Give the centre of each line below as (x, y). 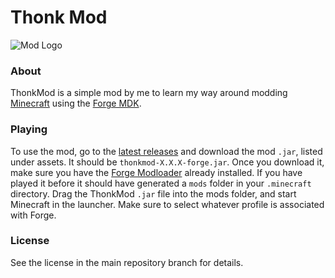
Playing (29, 129)
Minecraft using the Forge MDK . (76, 103)
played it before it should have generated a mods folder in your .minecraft (161, 183)
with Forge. (33, 215)
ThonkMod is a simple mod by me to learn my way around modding (149, 93)
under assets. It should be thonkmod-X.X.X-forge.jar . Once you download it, (167, 162)
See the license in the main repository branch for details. (127, 262)
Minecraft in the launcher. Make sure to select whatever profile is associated (167, 204)
